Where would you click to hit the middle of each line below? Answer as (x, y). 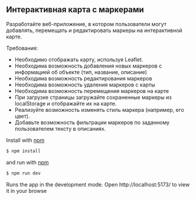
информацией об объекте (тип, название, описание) (81, 72)
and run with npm (27, 162)
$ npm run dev (24, 173)
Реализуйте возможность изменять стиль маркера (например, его (99, 109)
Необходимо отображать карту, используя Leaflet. (79, 59)
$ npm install (24, 151)
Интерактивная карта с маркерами (75, 10)
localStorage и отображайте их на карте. (66, 104)
